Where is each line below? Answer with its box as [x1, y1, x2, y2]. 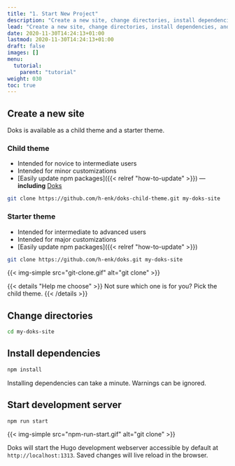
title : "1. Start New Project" [7, 10, 99, 17]
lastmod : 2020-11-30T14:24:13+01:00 [7, 36, 114, 43]
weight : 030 [7, 75, 42, 82]
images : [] [7, 50, 39, 57]
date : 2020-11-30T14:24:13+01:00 [7, 29, 105, 37]
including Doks [17, 182, 62, 190]
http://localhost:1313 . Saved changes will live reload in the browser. [7, 451, 208, 460]
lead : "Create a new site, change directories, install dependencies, [7, 23, 218, 30]
